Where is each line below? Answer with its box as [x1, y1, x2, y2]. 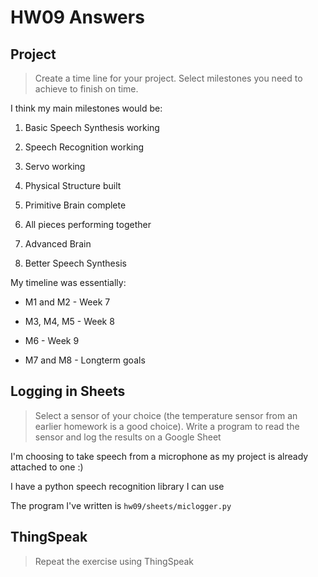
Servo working [24, 161, 86, 172]
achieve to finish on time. [34, 83, 139, 95]
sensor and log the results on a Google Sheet [34, 431, 222, 443]
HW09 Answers [10, 6, 145, 29]
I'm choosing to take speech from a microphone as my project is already [10, 450, 309, 462]
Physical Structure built [24, 180, 122, 191]
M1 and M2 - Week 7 [24, 296, 111, 308]
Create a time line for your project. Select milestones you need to [34, 72, 303, 84]
